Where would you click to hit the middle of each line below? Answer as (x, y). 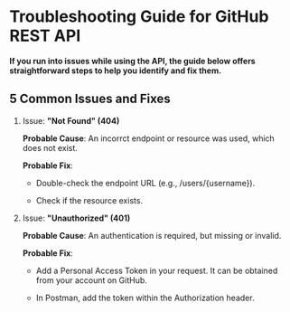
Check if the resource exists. (89, 200)
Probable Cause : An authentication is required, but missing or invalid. (152, 235)
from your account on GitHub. (91, 280)
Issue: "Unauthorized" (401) (76, 218)
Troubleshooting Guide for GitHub (139, 17)
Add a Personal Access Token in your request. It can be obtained (157, 270)
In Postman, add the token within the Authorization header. (145, 298)
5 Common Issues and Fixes (90, 99)
